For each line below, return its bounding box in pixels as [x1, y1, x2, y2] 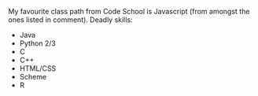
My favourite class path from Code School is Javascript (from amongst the [8, 7, 250, 16]
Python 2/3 [19, 39, 57, 48]
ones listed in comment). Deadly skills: [8, 15, 133, 24]
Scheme [19, 72, 47, 81]
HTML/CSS [19, 64, 57, 73]
